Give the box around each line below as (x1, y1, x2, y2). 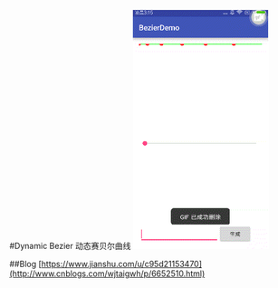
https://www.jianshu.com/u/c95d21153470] (41, 259, 202, 269)
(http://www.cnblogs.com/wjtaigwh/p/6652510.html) (9, 268, 206, 279)
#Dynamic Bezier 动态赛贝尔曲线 (9, 241, 131, 251)
